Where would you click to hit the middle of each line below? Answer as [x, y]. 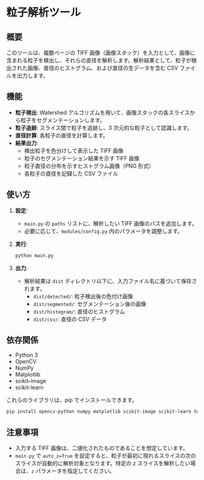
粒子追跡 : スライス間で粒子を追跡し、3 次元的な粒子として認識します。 [104, 127]
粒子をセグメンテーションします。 [63, 120]
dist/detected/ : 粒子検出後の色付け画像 [83, 296]
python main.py [34, 256]
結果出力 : [26, 143]
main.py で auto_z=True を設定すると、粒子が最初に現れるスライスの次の [105, 456]
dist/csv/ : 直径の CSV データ [70, 319]
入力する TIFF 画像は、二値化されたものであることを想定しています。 [102, 448]
